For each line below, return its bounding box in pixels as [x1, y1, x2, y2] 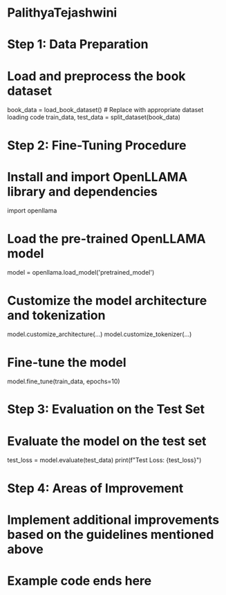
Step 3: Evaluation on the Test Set [7, 401, 205, 417]
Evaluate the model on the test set [7, 433, 207, 449]
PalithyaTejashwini [7, 5, 117, 21]
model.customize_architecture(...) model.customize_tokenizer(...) [7, 330, 192, 338]
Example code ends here [7, 573, 152, 589]
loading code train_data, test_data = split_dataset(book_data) [7, 113, 181, 122]
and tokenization [7, 307, 106, 323]
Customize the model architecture [7, 293, 207, 309]
